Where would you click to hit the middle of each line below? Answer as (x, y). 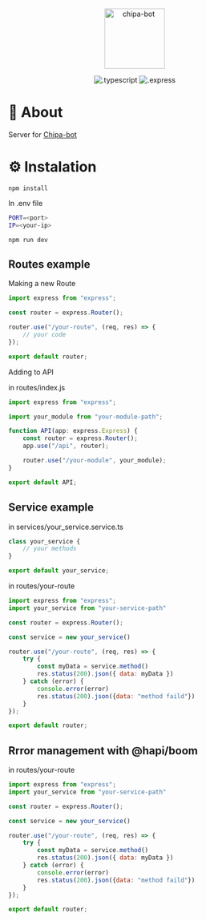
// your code (44, 335)
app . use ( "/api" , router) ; (66, 446)
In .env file (26, 203)
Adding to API (31, 372)
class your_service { (44, 541)
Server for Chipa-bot (43, 134)
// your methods (50, 549)
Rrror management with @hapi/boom (103, 751)
